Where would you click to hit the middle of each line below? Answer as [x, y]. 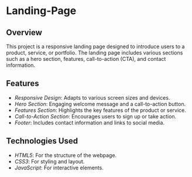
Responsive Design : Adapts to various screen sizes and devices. [92, 97]
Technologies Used [42, 141]
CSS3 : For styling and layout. [49, 161]
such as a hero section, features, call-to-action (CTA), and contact [86, 59]
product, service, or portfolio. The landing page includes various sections [95, 53]
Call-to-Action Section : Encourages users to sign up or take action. [95, 116]
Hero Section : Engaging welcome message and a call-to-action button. [100, 104]
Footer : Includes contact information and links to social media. [90, 122]
